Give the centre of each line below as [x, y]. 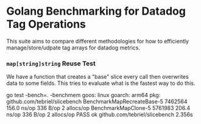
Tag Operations [46, 24]
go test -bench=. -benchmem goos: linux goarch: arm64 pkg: [83, 95]
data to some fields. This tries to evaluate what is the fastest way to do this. [101, 83]
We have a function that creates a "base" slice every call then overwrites [97, 77]
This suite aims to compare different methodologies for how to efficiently [98, 41]
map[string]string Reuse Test [51, 64]
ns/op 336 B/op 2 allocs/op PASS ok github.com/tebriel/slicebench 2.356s [100, 115]
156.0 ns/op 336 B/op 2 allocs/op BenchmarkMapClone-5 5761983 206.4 [98, 108]
